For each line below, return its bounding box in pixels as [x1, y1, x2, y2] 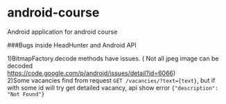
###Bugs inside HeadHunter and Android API [7, 41, 137, 49]
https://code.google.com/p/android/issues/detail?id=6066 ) [7, 69, 176, 77]
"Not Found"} [7, 91, 45, 98]
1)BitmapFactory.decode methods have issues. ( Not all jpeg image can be [7, 54, 219, 63]
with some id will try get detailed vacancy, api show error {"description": [7, 83, 218, 92]
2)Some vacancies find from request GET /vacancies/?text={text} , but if [7, 76, 216, 84]
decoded [7, 61, 33, 70]
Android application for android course [7, 28, 118, 36]
